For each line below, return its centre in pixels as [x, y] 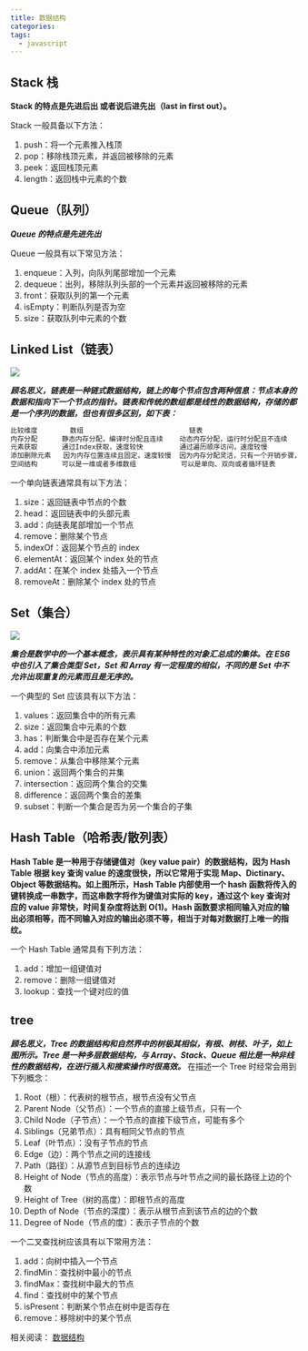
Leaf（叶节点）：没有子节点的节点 [86, 1143]
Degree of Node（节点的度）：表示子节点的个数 [111, 1222]
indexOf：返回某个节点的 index [81, 548]
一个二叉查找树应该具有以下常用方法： [82, 1241]
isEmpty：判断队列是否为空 [75, 307]
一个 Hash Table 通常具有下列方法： [77, 949]
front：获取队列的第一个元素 [76, 295]
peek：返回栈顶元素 [61, 168]
